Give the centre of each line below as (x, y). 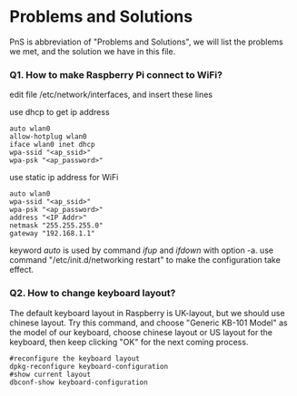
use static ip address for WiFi (64, 178)
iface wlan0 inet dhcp (52, 145)
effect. (22, 270)
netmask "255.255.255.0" (56, 226)
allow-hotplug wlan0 (49, 137)
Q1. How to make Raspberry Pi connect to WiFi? (116, 74)
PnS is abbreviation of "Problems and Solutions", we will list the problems (146, 42)
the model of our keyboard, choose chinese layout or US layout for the (141, 332)
